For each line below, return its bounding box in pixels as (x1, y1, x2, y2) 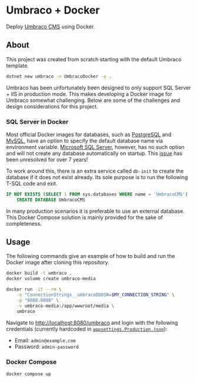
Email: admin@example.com (14, 336, 76, 344)
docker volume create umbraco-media (6, 276, 96, 282)
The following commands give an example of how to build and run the (6, 253, 175, 260)
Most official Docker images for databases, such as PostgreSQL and (6, 131, 172, 138)
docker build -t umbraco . (6, 270, 72, 276)
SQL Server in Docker (6, 117, 69, 126)
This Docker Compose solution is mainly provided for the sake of (6, 213, 163, 221)
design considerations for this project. (6, 103, 98, 110)
